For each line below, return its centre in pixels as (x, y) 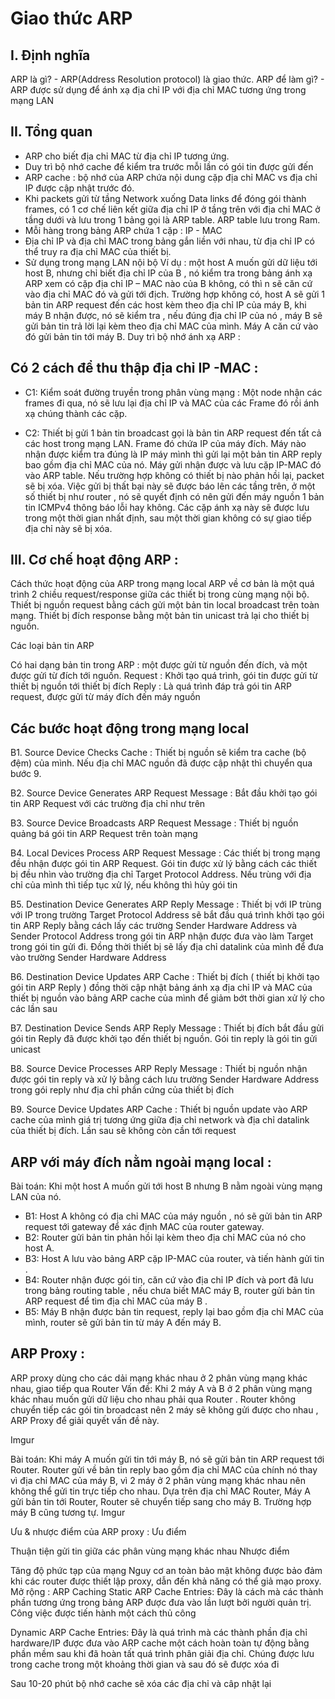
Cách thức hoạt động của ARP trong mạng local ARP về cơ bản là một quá (162, 584)
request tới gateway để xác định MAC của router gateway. (144, 1227)
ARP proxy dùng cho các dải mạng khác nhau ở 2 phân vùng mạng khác (159, 1378)
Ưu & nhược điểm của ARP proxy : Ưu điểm (98, 1531)
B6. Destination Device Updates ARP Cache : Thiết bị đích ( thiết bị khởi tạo (165, 977)
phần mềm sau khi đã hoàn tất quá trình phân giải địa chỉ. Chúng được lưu (162, 1653)
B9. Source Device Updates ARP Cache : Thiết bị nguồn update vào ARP (159, 1109)
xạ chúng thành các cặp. (76, 413)
